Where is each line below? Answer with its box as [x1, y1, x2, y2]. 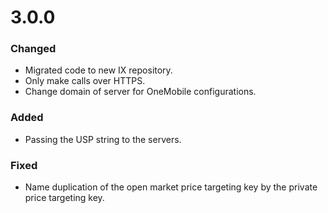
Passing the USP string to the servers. [24, 133, 182, 145]
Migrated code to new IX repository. [24, 64, 173, 76]
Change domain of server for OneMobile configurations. [24, 86, 257, 98]
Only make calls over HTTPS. [24, 75, 146, 87]
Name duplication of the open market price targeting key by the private [24, 181, 318, 193]
